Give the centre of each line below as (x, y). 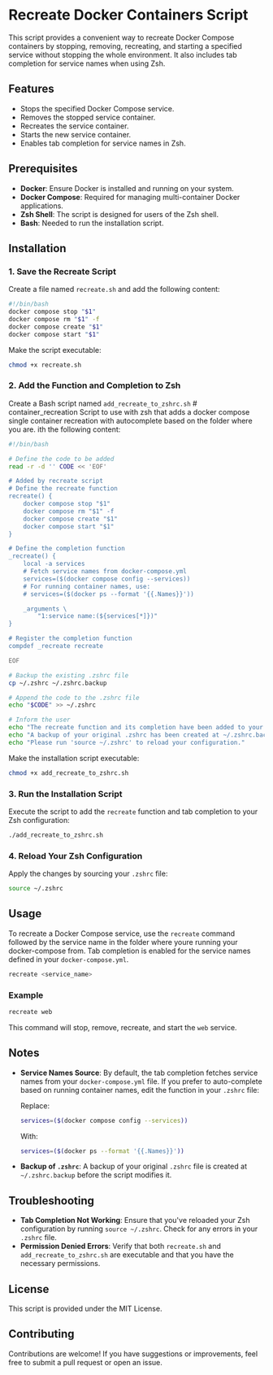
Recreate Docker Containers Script (128, 15)
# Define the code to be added (61, 459)
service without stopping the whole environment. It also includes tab (123, 54)
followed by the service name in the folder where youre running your (123, 942)
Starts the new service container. (76, 134)
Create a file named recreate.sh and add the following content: (115, 289)
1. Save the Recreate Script (62, 272)
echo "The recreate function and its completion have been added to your (136, 728)
